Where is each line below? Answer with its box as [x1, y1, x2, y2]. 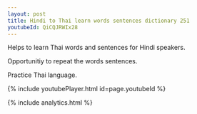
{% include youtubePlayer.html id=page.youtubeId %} [7, 85, 166, 93]
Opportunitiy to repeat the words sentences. [7, 57, 138, 66]
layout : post [7, 10, 46, 18]
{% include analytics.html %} [7, 98, 93, 107]
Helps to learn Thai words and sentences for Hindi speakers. [7, 43, 186, 52]
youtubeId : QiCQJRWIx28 [7, 24, 79, 31]
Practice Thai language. [7, 71, 77, 79]
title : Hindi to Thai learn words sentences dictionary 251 [7, 17, 191, 24]
